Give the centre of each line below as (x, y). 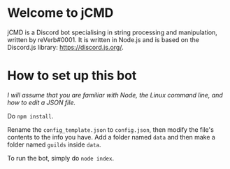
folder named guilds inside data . (54, 144)
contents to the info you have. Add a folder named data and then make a (111, 137)
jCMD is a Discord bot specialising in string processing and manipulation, (113, 32)
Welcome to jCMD (60, 13)
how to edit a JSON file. (41, 102)
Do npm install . (30, 116)
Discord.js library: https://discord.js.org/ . (65, 47)
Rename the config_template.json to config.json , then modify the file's (111, 129)
